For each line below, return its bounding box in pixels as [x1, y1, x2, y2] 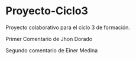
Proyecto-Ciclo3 [5, 4, 88, 18]
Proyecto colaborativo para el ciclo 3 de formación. [5, 24, 131, 31]
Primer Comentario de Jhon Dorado [5, 35, 93, 42]
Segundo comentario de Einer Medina [5, 46, 98, 54]
